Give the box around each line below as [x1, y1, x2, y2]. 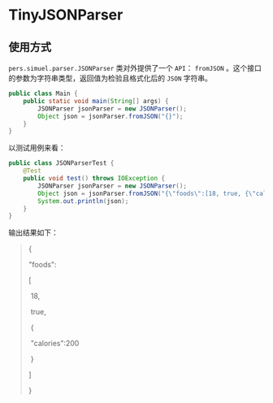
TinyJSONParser [8, 6, 123, 24]
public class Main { [8, 89, 79, 97]
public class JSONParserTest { [8, 159, 115, 167]
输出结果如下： [8, 227, 58, 237]
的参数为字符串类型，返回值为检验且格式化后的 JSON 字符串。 [8, 73, 213, 83]
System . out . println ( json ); [37, 197, 129, 205]
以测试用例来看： [8, 143, 66, 153]
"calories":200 [30, 339, 80, 349]
